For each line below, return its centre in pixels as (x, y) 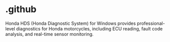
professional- (151, 23)
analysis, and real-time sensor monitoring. (50, 34)
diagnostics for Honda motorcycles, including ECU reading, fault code (89, 28)
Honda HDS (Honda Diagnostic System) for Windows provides (70, 23)
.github (21, 9)
